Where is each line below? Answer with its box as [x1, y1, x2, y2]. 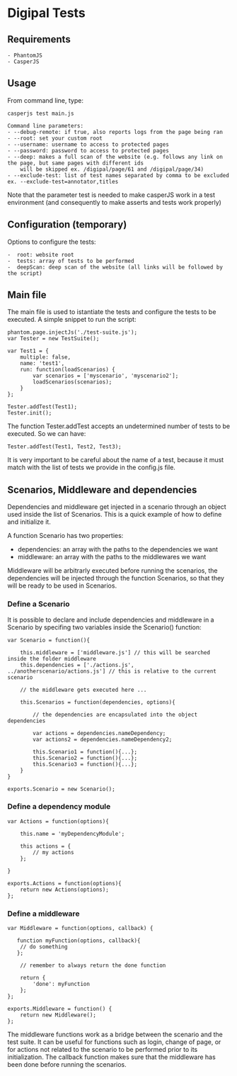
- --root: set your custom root [7, 135, 103, 142]
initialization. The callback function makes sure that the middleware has [7, 1053, 216, 1061]
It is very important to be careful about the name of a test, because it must [7, 456, 224, 464]
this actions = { [20, 842, 71, 850]
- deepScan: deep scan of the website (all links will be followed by [7, 264, 223, 271]
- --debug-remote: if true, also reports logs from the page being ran [7, 128, 223, 135]
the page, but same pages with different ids [7, 159, 144, 167]
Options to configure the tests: [7, 237, 97, 246]
